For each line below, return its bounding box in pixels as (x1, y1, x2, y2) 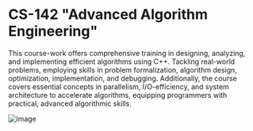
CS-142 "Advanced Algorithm (8, 6, 209, 24)
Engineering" (8, 22, 98, 40)
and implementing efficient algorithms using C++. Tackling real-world (8, 57, 236, 66)
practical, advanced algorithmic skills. (8, 99, 132, 108)
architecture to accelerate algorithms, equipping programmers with (8, 90, 228, 99)
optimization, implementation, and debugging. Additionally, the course (8, 73, 238, 83)
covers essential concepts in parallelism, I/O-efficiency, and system (8, 81, 230, 92)
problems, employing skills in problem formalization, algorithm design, (8, 65, 238, 74)
